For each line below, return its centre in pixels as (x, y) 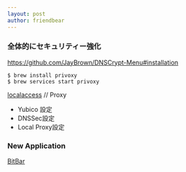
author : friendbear (36, 21)
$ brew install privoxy (42, 75)
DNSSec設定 (36, 118)
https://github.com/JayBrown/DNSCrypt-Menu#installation (93, 62)
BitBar (16, 161)
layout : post (27, 14)
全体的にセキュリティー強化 (54, 47)
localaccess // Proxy (37, 94)
